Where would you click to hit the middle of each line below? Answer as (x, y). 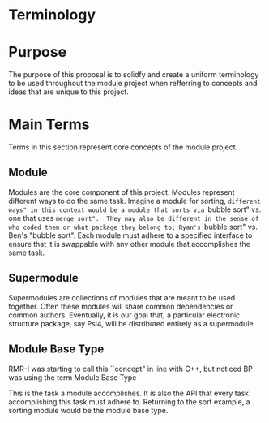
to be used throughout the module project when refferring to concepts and (133, 84)
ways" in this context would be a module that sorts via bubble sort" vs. (135, 209)
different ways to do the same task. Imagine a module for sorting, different (134, 201)
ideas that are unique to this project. (69, 92)
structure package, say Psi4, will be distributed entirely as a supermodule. (132, 323)
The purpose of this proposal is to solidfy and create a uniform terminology (134, 75)
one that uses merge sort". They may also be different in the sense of (134, 218)
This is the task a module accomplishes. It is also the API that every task (129, 393)
